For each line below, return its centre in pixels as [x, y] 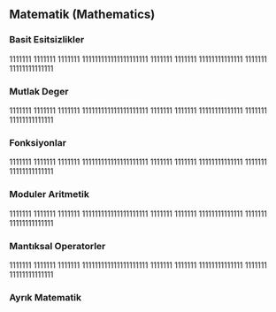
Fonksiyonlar [38, 142]
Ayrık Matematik [46, 297]
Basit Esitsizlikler [47, 40]
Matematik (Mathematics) [82, 15]
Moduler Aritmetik [50, 194]
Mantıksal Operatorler [57, 246]
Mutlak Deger [39, 91]
